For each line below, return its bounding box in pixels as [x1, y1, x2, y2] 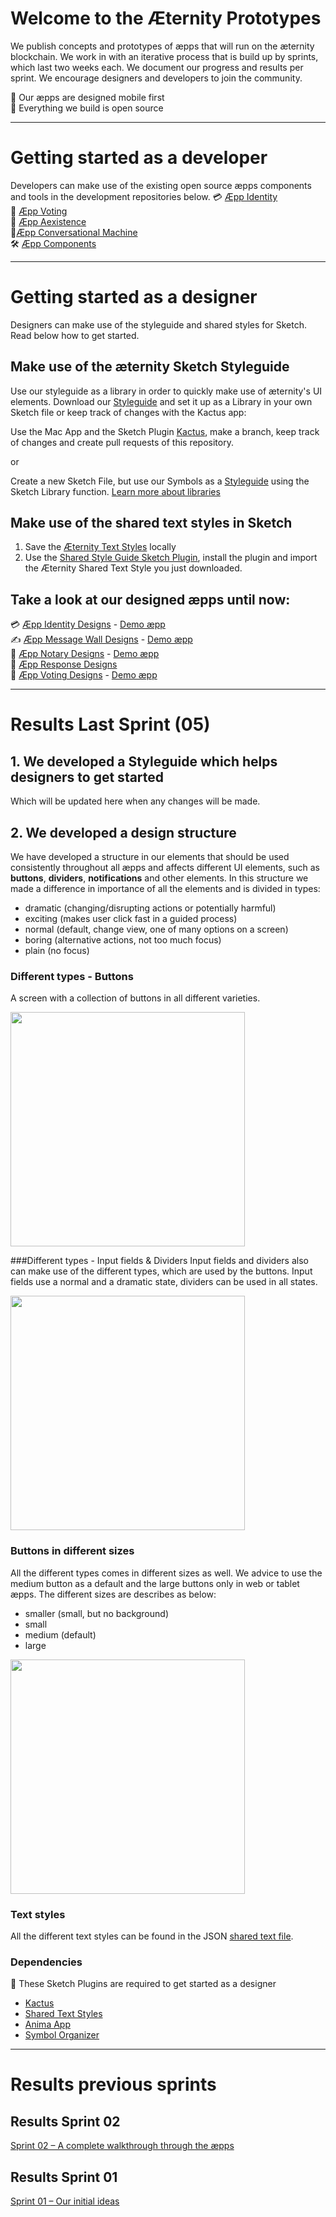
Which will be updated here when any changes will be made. [10, 795, 261, 807]
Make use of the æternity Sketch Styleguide [10, 358, 290, 376]
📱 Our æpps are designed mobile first [10, 91, 165, 103]
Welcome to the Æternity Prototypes [10, 7, 322, 30]
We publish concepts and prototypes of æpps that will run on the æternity [10, 40, 315, 52]
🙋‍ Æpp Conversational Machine [10, 226, 138, 238]
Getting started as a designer [10, 286, 258, 309]
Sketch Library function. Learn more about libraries [10, 485, 221, 497]
